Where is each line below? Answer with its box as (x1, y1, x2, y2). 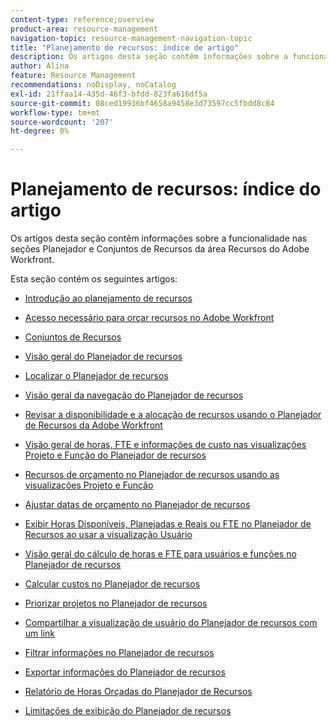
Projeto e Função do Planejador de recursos (24, 449, 207, 461)
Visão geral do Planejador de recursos (24, 351, 183, 363)
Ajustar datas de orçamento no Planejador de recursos (24, 499, 251, 511)
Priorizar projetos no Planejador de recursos (24, 597, 208, 610)
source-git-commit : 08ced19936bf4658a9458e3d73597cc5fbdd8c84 (10, 98, 275, 108)
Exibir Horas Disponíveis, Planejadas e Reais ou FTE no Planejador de (24, 518, 312, 530)
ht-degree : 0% (10, 126, 70, 136)
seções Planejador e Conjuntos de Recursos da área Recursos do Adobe (10, 243, 310, 255)
